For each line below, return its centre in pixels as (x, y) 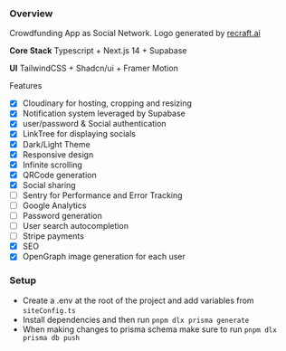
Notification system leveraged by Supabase (104, 114)
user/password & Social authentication (94, 124)
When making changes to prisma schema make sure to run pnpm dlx (150, 329)
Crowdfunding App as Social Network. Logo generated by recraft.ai (135, 33)
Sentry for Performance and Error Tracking (102, 195)
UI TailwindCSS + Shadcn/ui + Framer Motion (94, 68)
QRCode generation (59, 175)
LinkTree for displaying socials (79, 134)
